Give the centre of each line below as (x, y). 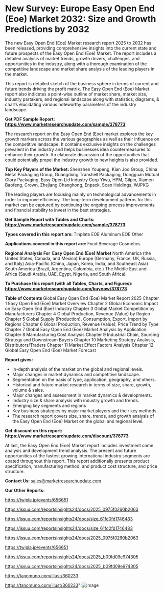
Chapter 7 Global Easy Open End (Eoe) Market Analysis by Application (76, 329)
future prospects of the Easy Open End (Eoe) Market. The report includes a (81, 53)
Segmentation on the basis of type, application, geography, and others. (84, 380)
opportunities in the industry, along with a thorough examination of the (76, 64)
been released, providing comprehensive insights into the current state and (81, 48)
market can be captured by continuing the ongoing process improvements (80, 205)
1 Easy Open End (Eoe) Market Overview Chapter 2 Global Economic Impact (82, 303)
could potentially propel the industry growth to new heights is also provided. (82, 160)
